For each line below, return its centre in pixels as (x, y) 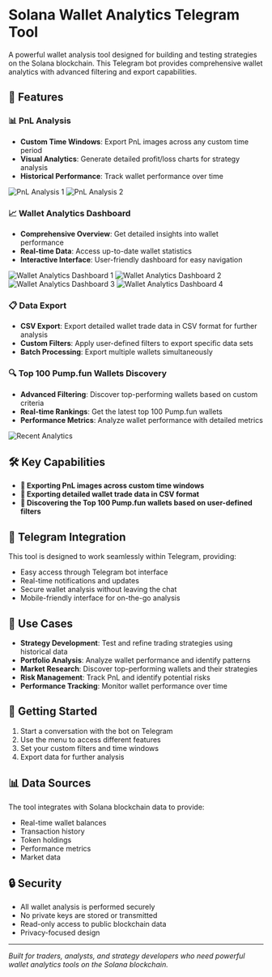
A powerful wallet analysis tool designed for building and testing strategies (133, 54)
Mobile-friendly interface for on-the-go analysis (100, 598)
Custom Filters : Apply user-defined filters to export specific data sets (136, 343)
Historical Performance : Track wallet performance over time (122, 176)
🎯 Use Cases (41, 623)
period (31, 150)
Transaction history (52, 831)
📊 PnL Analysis (40, 121)
